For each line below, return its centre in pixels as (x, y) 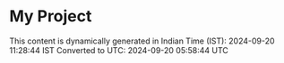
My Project (51, 16)
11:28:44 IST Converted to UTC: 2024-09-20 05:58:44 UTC (119, 50)
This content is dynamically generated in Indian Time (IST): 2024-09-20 (142, 41)
